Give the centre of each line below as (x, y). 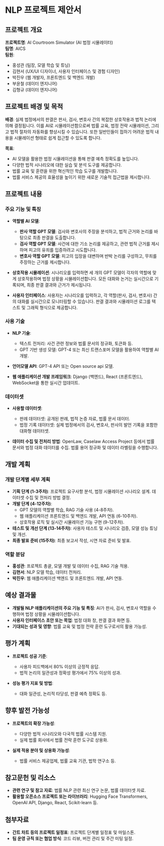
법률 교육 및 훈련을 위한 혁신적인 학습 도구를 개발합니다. (65, 171)
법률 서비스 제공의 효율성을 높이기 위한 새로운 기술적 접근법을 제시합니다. (81, 177)
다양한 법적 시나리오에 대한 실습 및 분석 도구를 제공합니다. (67, 164)
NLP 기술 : (22, 333)
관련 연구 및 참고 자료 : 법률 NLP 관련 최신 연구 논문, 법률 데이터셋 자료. (79, 791)
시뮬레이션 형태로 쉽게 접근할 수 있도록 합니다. (58, 137)
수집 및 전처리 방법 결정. (48, 497)
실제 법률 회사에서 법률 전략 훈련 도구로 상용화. (64, 740)
